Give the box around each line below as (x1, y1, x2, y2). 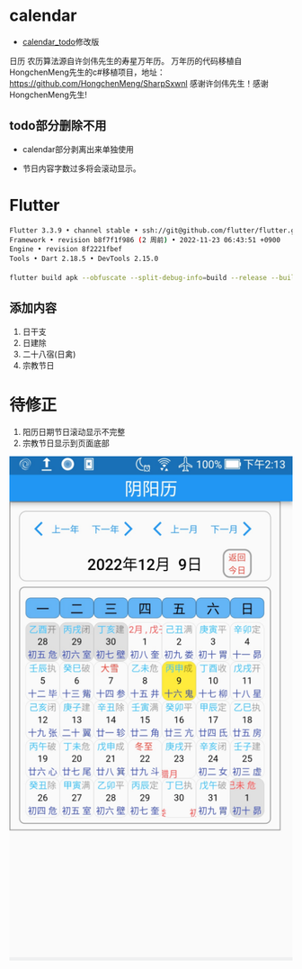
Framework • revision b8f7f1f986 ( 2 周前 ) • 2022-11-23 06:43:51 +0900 (9, 235, 281, 244)
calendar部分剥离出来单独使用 (22, 143, 135, 154)
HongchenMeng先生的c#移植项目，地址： (9, 67, 165, 77)
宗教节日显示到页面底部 (22, 438, 110, 448)
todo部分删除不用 (9, 118, 107, 133)
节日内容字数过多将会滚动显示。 (22, 163, 141, 174)
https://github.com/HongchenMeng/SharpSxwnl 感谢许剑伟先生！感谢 (9, 77, 269, 88)
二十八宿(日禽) (22, 349, 76, 359)
